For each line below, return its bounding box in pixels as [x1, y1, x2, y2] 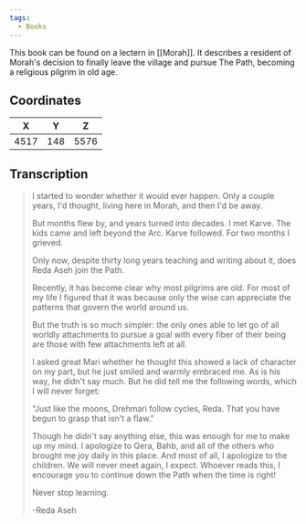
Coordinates [9, 92, 82, 108]
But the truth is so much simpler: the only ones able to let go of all [31, 320, 280, 330]
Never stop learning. [31, 487, 110, 498]
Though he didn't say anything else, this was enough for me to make [31, 431, 290, 442]
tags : [9, 13, 30, 23]
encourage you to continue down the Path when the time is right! [31, 469, 277, 480]
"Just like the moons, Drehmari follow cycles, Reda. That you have [31, 403, 280, 414]
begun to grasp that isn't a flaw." [31, 413, 155, 424]
